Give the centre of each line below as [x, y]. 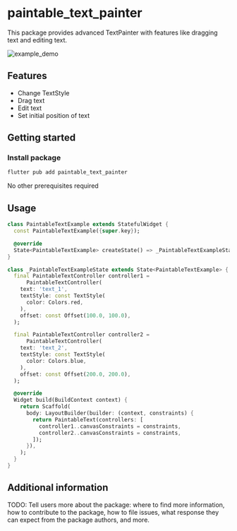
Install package [34, 158]
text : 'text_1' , [44, 290]
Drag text [31, 100]
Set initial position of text [54, 115]
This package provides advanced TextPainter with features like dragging [113, 32]
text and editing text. [37, 40]
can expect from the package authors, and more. [79, 520]
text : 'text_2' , [44, 348]
